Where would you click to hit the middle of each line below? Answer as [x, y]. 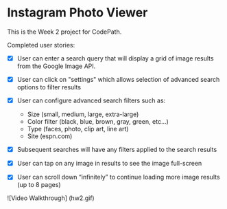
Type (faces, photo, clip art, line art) [78, 129]
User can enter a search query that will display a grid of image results [115, 58]
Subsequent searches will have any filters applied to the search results [117, 150]
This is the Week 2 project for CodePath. [64, 32]
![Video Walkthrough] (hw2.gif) [51, 198]
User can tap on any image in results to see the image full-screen [109, 164]
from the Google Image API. [56, 66]
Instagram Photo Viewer [77, 13]
